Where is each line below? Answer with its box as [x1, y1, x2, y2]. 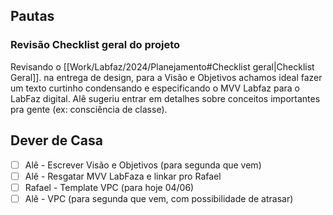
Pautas [10, 8, 55, 25]
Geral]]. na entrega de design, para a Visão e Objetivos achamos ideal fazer [10, 71, 323, 83]
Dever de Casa [10, 132, 103, 149]
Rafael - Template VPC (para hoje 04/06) [24, 181, 195, 193]
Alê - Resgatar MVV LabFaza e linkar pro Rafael [24, 170, 222, 182]
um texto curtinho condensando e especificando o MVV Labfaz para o [10, 82, 301, 94]
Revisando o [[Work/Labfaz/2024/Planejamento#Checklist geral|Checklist [10, 60, 315, 73]
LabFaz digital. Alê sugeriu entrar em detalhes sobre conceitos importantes [10, 92, 321, 104]
